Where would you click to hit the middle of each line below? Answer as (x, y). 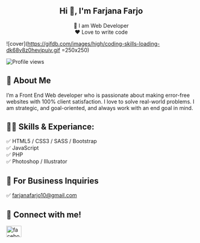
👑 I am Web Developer (101, 25)
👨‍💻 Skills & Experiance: (50, 127)
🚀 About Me (29, 81)
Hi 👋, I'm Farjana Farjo (101, 11)
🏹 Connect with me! (44, 214)
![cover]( (17, 43)
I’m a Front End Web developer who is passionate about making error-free (98, 95)
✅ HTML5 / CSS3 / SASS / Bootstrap (52, 141)
